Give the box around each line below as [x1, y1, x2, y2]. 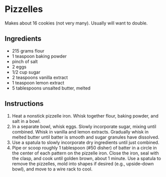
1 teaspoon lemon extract [12, 79, 65, 85]
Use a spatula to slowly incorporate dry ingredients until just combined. [12, 139, 159, 145]
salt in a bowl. [12, 118, 41, 124]
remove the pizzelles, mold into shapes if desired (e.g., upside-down [12, 160, 154, 166]
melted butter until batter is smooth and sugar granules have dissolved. [12, 134, 159, 140]
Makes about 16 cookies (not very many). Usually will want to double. [5, 20, 148, 26]
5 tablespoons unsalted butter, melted [12, 85, 91, 91]
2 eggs [12, 63, 27, 69]
